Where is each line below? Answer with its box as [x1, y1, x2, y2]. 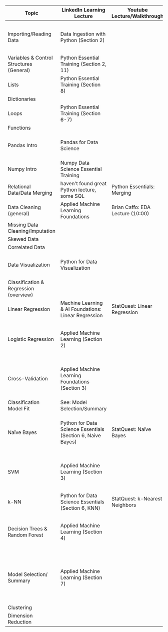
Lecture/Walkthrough [111, 13, 164, 20]
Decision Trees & [7, 525, 47, 532]
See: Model [60, 399, 87, 406]
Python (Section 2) [60, 37, 105, 44]
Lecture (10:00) [111, 210, 149, 217]
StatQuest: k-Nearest [111, 495, 162, 502]
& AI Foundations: [60, 306, 101, 312]
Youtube [127, 7, 148, 13]
